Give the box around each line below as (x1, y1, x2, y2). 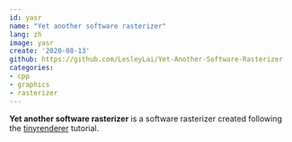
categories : (9, 64, 54, 73)
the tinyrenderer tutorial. (9, 122, 100, 133)
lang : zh (9, 30, 42, 39)
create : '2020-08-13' (9, 47, 91, 56)
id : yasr (9, 13, 42, 22)
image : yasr (9, 38, 54, 48)
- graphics (9, 80, 50, 89)
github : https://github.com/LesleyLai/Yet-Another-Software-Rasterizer (9, 55, 283, 64)
